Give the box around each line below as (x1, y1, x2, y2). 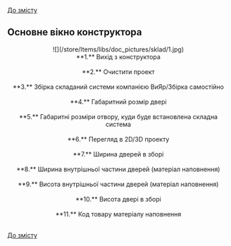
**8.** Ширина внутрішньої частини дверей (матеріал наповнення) (16, 165, 220, 173)
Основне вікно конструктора (7, 26, 142, 38)
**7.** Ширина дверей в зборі (73, 149, 164, 158)
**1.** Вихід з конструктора (76, 52, 161, 61)
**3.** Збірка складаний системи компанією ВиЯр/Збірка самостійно (13, 82, 224, 91)
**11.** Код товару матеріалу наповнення (55, 209, 182, 218)
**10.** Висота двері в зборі (75, 195, 162, 203)
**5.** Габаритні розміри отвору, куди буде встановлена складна (18, 112, 218, 121)
